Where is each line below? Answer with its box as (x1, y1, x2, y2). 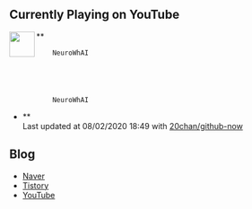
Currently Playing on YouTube (9, 7, 180, 22)
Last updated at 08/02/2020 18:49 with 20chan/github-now (22, 120, 244, 131)
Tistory (22, 179, 49, 191)
